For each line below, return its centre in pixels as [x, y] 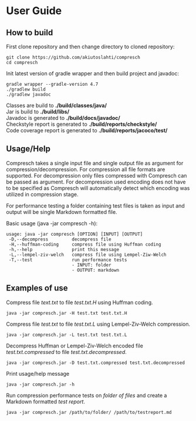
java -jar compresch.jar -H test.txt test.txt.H [67, 313]
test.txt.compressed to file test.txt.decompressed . [67, 352]
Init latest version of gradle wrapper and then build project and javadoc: [92, 73]
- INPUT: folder [91, 265]
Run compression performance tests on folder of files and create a [87, 395]
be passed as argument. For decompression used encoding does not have [96, 182]
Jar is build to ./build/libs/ [38, 112]
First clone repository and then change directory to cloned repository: [90, 46]
